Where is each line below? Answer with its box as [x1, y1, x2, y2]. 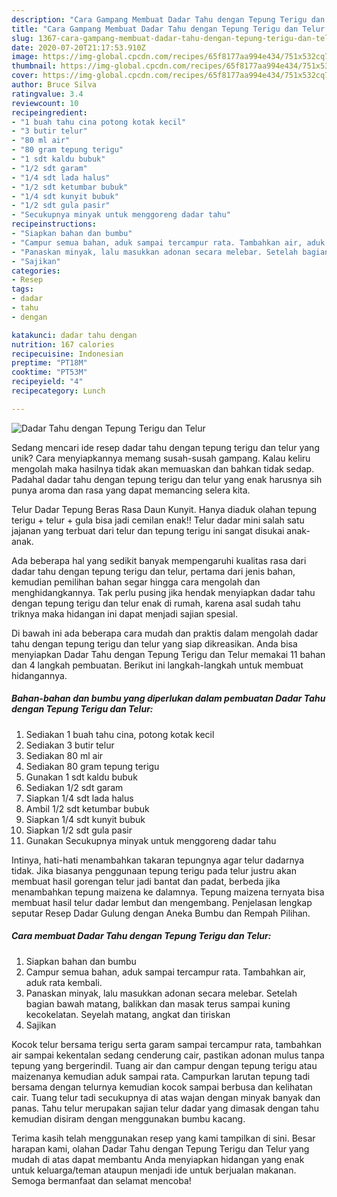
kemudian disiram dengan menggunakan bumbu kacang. [11, 1112, 246, 1125]
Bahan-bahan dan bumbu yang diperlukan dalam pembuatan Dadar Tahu [11, 692, 326, 705]
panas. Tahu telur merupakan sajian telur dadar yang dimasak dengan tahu [11, 1102, 320, 1114]
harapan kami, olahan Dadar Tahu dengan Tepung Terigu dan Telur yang [11, 1142, 310, 1155]
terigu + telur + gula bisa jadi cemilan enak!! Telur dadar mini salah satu [11, 514, 305, 526]
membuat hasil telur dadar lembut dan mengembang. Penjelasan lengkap [11, 896, 313, 908]
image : [11, 52, 39, 62]
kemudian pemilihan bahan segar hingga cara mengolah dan [11, 576, 261, 588]
